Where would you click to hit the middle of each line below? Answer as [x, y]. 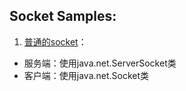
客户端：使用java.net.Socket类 [86, 75]
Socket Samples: [63, 16]
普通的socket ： [55, 41]
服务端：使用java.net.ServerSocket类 [100, 63]
